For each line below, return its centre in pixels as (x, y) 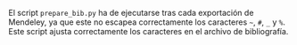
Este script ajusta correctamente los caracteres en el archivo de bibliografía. (148, 31)
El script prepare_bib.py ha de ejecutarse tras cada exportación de (131, 13)
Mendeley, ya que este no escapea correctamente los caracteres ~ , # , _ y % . (147, 22)
